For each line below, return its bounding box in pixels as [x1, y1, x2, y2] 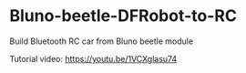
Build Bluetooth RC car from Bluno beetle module [9, 36, 194, 47]
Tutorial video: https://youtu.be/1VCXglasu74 [9, 53, 178, 64]
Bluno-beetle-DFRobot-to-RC [9, 5, 237, 26]
